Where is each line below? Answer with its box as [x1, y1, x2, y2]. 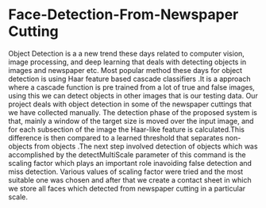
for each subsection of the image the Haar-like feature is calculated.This [8, 125, 245, 134]
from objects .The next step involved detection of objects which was [34, 141, 258, 151]
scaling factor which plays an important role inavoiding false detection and [8, 158, 253, 168]
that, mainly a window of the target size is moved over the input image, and [8, 116, 254, 125]
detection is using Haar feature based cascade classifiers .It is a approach [8, 74, 251, 83]
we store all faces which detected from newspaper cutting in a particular [8, 183, 246, 193]
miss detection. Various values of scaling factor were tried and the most [8, 167, 244, 176]
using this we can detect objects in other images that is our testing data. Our [8, 91, 258, 100]
